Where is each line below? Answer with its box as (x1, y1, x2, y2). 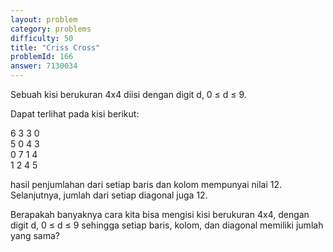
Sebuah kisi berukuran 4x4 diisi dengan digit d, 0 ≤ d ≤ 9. (10, 89, 247, 100)
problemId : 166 (10, 52, 74, 62)
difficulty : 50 (10, 33, 74, 43)
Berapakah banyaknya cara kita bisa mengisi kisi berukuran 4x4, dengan (10, 209, 310, 220)
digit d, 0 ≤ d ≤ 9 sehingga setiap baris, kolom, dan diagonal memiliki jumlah (10, 219, 324, 231)
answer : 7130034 (10, 61, 78, 71)
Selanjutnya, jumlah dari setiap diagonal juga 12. (10, 189, 208, 201)
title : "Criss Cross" (10, 42, 101, 53)
